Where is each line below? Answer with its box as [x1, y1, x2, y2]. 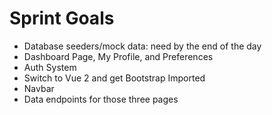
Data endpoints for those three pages [23, 93, 179, 105]
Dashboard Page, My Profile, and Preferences [23, 50, 214, 62]
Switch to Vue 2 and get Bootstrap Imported [23, 72, 206, 84]
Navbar [23, 82, 55, 94]
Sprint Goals [9, 7, 115, 30]
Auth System [23, 61, 77, 73]
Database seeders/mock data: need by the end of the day [23, 40, 262, 52]
